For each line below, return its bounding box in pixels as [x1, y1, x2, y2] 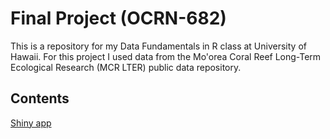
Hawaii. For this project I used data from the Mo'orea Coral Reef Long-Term [10, 50, 322, 62]
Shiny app [10, 117, 52, 129]
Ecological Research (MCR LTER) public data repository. [10, 61, 242, 73]
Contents [10, 90, 70, 107]
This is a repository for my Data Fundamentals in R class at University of [10, 40, 307, 52]
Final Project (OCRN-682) [10, 7, 227, 30]
